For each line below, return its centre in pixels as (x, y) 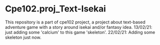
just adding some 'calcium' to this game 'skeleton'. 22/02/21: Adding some (80, 32)
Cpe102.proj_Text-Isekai (56, 9)
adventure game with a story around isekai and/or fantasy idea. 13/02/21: (79, 27)
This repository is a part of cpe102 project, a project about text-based (75, 22)
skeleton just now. (23, 37)
